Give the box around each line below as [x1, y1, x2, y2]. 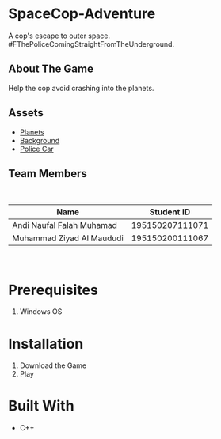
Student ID [149, 206, 191, 218]
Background [19, 135, 60, 145]
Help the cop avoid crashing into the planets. [8, 83, 154, 93]
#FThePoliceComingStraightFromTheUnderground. [8, 39, 175, 48]
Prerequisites [8, 281, 99, 299]
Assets [8, 106, 44, 119]
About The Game [8, 62, 93, 76]
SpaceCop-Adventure [8, 5, 156, 23]
